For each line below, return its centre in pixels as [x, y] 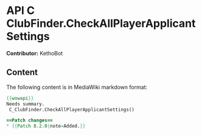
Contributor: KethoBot [35, 53]
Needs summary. [26, 104]
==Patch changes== [30, 120]
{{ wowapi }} [20, 98]
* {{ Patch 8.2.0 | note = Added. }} [46, 126]
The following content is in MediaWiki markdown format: [77, 87]
